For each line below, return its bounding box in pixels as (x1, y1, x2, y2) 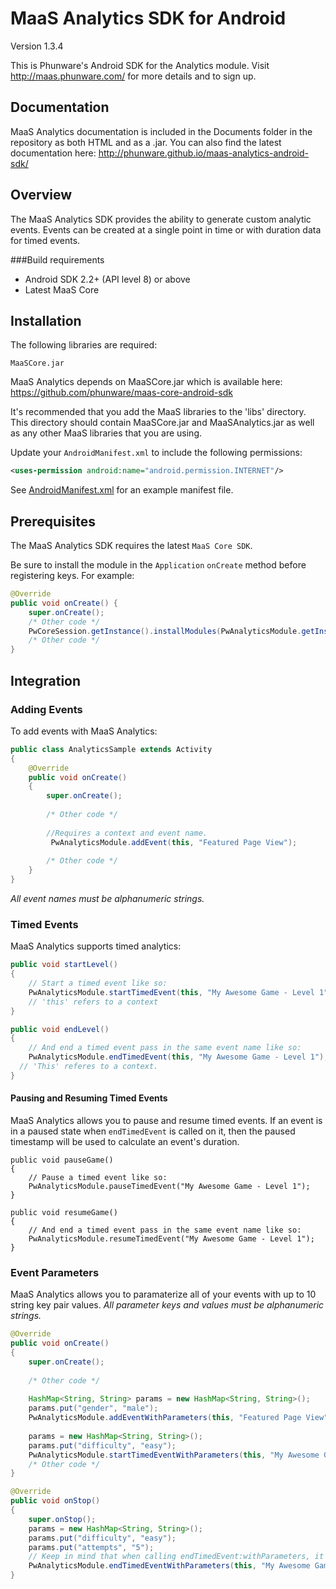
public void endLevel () (10, 1024, 110, 1034)
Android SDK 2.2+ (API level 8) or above (24, 273, 191, 285)
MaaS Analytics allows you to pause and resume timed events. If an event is (10, 1115, 323, 1126)
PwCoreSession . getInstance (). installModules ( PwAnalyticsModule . (28, 626, 302, 636)
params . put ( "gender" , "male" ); (28, 1403, 159, 1414)
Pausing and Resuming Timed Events (10, 1092, 168, 1104)
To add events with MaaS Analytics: (10, 725, 158, 737)
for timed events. (10, 234, 81, 246)
